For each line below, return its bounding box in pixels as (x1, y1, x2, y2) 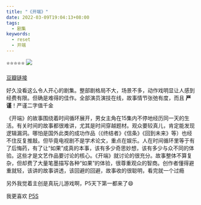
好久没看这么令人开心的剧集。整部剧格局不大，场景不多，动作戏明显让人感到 (6, 86, 195, 94)
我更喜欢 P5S (6, 192, 39, 200)
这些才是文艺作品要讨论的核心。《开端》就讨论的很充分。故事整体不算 (16, 152, 187, 159)
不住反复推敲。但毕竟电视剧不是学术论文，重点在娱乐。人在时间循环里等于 (6, 137, 190, 144)
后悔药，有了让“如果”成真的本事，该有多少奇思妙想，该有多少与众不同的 (11, 144, 190, 152)
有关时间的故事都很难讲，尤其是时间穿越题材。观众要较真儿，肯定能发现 (16, 122, 195, 129)
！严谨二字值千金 (11, 101, 54, 108)
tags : (6, 20, 20, 26)
